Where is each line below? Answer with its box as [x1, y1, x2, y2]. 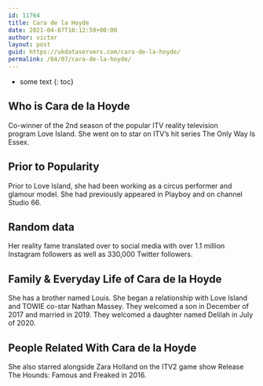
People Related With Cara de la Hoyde [8, 341, 197, 355]
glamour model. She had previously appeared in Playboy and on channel [8, 189, 243, 199]
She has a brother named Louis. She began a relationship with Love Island [8, 293, 248, 303]
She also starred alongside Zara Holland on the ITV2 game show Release [8, 362, 244, 371]
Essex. [8, 137, 30, 146]
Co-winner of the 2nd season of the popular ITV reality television [8, 120, 218, 130]
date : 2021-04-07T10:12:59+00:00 [8, 26, 118, 34]
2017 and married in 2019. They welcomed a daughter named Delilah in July [8, 310, 254, 319]
